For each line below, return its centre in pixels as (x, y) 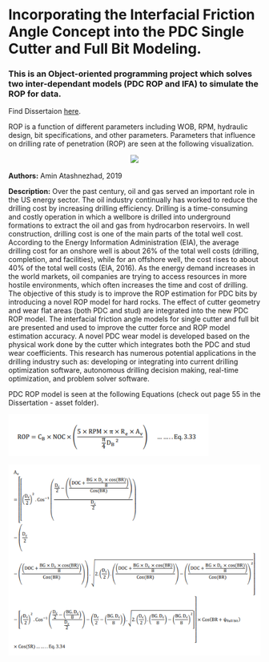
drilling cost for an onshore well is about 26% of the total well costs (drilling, (134, 251)
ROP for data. (35, 94)
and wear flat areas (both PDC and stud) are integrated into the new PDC (128, 311)
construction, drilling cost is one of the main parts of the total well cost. (126, 234)
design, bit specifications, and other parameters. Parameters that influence (132, 135)
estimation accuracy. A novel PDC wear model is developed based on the (129, 336)
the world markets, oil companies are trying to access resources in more (128, 277)
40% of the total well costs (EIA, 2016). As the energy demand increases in (132, 268)
